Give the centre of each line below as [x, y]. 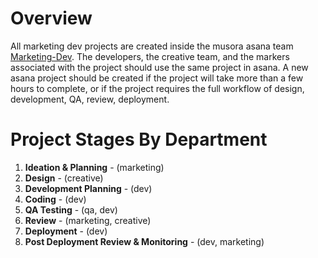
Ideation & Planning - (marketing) [94, 167]
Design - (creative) [64, 178]
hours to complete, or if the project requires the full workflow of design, [157, 88]
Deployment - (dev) [66, 231]
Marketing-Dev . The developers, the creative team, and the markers [150, 56]
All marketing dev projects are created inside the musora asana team [152, 46]
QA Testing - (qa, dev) [71, 209]
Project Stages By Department [139, 139]
